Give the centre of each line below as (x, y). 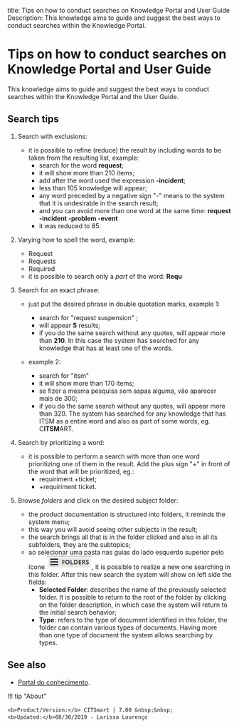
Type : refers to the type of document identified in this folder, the (133, 620)
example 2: (44, 362)
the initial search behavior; (78, 612)
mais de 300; (58, 398)
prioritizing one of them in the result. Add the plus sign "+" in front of (129, 463)
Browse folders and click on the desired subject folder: (98, 500)
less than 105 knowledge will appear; (93, 188)
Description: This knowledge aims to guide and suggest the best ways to (114, 18)
